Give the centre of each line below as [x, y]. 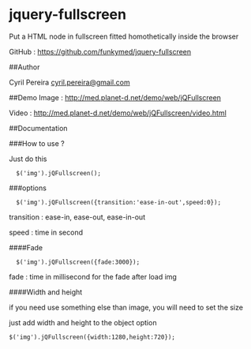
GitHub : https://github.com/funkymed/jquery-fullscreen [100, 51]
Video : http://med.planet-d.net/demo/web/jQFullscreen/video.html [118, 113]
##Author [24, 67]
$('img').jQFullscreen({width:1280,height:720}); [92, 337]
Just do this [28, 159]
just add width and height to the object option [83, 322]
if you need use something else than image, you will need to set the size [126, 307]
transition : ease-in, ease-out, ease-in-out [77, 217]
